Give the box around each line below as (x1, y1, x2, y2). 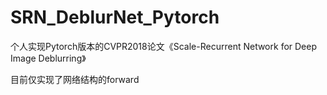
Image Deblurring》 (10, 52, 87, 64)
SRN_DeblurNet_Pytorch (10, 6, 220, 29)
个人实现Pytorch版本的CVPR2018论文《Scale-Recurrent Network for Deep (10, 40, 317, 52)
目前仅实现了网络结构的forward (10, 73, 140, 85)
